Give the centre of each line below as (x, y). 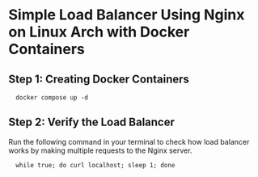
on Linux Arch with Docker (99, 32)
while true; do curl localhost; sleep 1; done (95, 165)
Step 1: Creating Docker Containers (99, 79)
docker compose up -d (52, 98)
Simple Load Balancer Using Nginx (127, 15)
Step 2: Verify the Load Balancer (92, 122)
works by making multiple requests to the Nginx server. (100, 150)
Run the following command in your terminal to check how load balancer (129, 141)
